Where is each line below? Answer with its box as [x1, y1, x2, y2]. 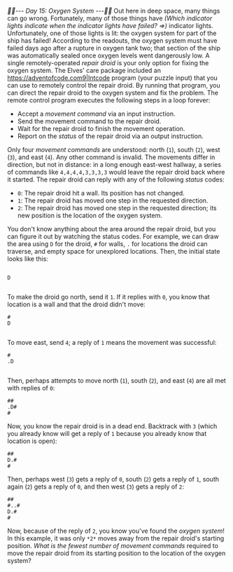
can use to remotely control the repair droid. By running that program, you [7, 81, 220, 89]
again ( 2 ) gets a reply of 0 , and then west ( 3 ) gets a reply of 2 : [7, 482, 184, 491]
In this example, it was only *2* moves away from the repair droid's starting [7, 534, 225, 543]
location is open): [7, 437, 57, 445]
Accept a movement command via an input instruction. [17, 109, 176, 118]
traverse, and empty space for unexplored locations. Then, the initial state [7, 247, 220, 255]
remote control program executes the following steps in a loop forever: [7, 96, 211, 104]
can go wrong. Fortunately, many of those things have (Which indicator [7, 14, 213, 22]
